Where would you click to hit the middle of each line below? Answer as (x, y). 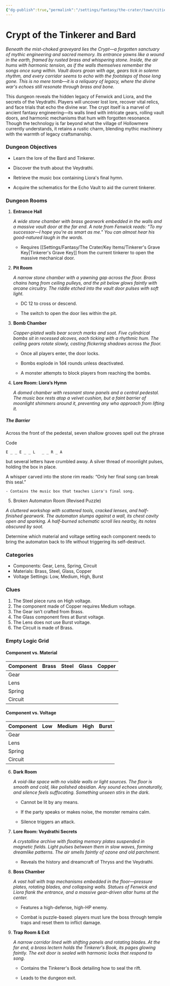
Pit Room (23, 268)
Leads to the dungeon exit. (48, 978)
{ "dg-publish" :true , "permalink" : (41, 10)
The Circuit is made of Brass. (43, 628)
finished (14, 516)
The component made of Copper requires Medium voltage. (74, 606)
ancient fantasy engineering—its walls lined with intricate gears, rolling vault (85, 112)
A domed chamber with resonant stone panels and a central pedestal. (86, 393)
